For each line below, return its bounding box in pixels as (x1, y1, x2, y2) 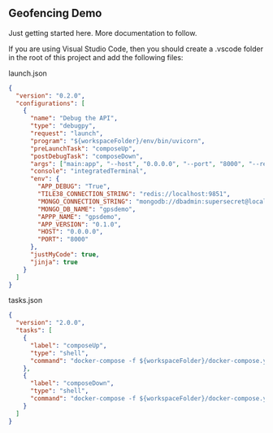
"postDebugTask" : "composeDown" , (29, 152, 144, 160)
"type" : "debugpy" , (29, 122, 96, 130)
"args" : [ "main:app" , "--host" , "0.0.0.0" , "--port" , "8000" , (29, 160, 245, 168)
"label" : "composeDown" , (29, 379, 115, 387)
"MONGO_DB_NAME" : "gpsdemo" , (37, 205, 136, 213)
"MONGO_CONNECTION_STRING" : (37, 197, 132, 206)
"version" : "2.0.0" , (15, 319, 85, 327)
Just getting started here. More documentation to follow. (8, 28, 197, 37)
